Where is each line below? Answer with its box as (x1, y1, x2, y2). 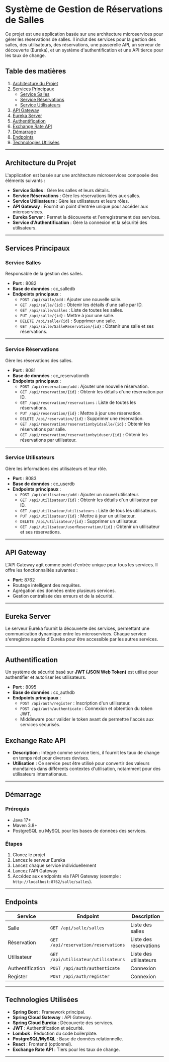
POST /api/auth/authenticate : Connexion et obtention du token (20, 705, 152, 712)
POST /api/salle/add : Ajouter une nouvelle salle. (20, 297, 122, 303)
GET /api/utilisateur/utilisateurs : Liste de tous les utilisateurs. (20, 507, 157, 513)
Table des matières (5, 67, 66, 76)
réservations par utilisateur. (20, 437, 77, 443)
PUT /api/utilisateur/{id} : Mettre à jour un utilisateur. (20, 513, 136, 519)
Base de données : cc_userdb (12, 481, 75, 487)
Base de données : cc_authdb (12, 689, 75, 695)
